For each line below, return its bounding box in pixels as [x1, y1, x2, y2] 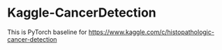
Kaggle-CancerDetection [7, 5, 157, 21]
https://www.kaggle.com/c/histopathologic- [88, 28, 215, 36]
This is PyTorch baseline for [7, 28, 87, 36]
